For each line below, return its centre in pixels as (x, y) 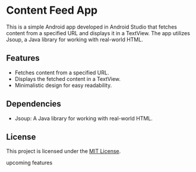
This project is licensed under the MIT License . (64, 151)
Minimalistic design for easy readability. (63, 85)
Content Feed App (52, 10)
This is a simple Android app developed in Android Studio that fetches (91, 27)
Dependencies (34, 104)
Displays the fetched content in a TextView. (67, 79)
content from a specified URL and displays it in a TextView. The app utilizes (98, 33)
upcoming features (29, 163)
